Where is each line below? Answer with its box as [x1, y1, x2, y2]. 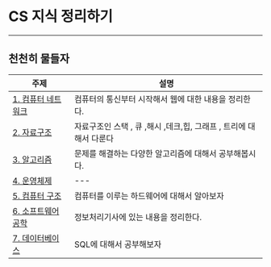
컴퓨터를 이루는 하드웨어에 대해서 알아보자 [73, 190, 224, 202]
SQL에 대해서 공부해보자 [73, 239, 162, 250]
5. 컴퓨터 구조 [12, 190, 62, 202]
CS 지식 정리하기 [8, 7, 113, 26]
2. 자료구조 [12, 127, 52, 138]
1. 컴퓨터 [12, 94, 45, 105]
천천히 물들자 [8, 52, 70, 65]
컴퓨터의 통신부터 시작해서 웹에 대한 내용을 [73, 94, 227, 105]
